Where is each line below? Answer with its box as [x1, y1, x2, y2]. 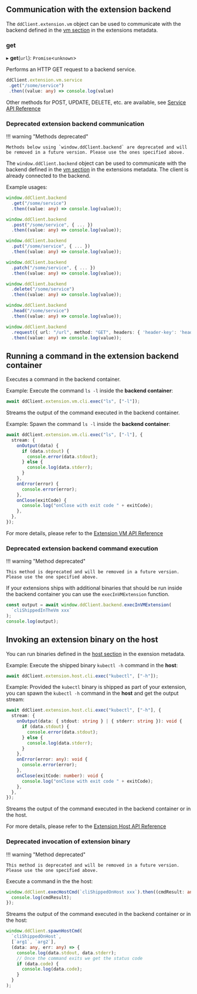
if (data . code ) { [16, 961, 59, 967]
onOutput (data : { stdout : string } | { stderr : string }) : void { [16, 718, 182, 724]
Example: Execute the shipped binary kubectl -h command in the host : [6, 661, 178, 668]
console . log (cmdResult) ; [11, 894, 72, 900]
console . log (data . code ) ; [21, 966, 83, 972]
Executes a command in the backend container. [6, 376, 121, 383]
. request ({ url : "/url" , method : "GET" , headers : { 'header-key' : [11, 329, 177, 335]
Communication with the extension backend [6, 5, 171, 15]
